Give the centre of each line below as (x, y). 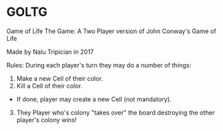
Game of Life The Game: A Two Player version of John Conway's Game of (111, 31)
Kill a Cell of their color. (50, 85)
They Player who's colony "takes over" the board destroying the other (115, 112)
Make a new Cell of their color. (60, 78)
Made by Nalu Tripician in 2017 (50, 52)
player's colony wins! (46, 120)
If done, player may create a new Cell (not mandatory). (94, 99)
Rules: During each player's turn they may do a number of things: (99, 65)
